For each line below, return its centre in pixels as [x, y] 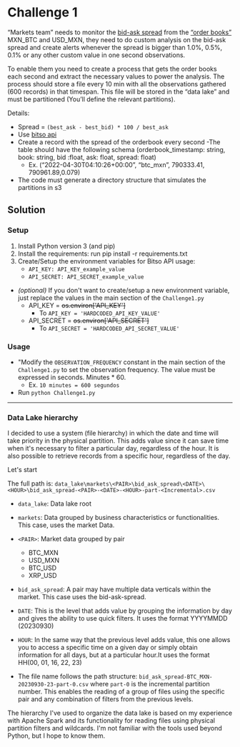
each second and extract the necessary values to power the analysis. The [116, 76]
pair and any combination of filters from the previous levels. [105, 699]
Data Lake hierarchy [43, 417]
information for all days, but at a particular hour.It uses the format [114, 655]
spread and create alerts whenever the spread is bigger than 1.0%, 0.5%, [115, 47]
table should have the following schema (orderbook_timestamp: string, [121, 149]
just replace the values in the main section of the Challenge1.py [111, 298]
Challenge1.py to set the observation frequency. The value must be [116, 369]
